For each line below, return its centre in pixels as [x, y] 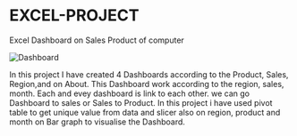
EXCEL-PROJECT [74, 16]
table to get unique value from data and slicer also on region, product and [145, 112]
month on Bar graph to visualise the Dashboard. [98, 122]
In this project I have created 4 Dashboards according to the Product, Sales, [149, 74]
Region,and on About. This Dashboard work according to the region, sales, [147, 84]
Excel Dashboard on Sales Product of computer [97, 40]
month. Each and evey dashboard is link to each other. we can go [130, 93]
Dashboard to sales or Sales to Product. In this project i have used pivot [141, 102]
